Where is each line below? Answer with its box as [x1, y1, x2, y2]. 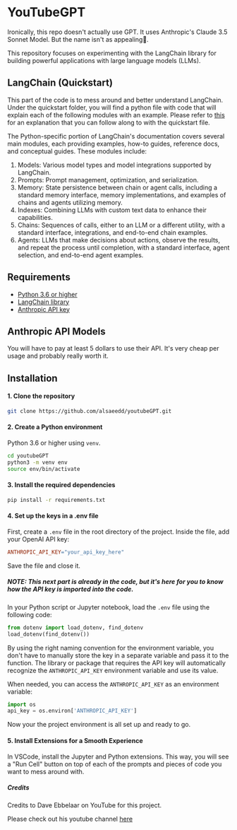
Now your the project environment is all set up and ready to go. [7, 720, 191, 729]
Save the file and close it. [7, 561, 81, 570]
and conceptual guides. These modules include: [7, 146, 147, 156]
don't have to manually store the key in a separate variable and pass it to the [7, 651, 229, 660]
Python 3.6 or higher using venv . [7, 439, 101, 448]
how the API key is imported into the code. [7, 585, 134, 594]
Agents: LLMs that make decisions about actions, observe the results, [17, 235, 221, 244]
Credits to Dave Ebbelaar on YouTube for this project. [7, 801, 162, 809]
